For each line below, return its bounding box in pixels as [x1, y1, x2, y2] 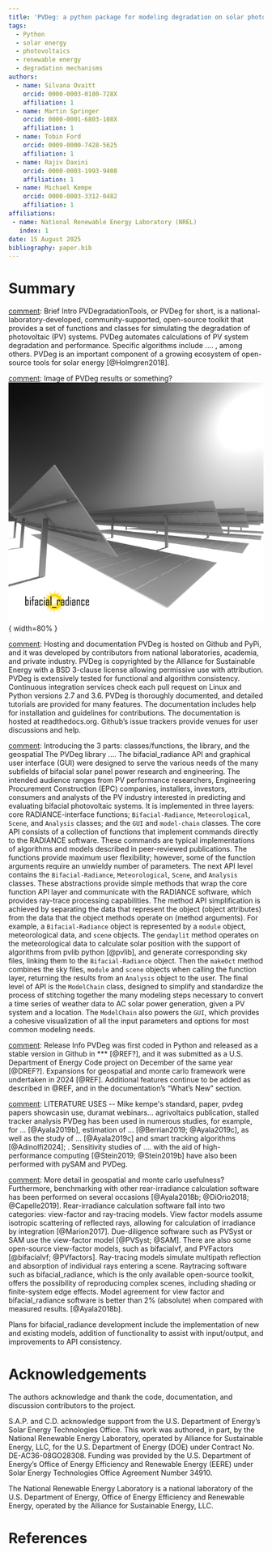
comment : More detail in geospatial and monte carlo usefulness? [8, 1175, 225, 1184]
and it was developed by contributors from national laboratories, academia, [8, 648, 259, 657]
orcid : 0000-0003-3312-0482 [23, 193, 117, 201]
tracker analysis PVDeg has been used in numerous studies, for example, [8, 1116, 253, 1125]
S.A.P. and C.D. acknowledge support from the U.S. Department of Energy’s [8, 1416, 261, 1426]
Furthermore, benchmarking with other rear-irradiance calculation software [8, 1183, 259, 1193]
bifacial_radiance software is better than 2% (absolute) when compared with [8, 1295, 264, 1305]
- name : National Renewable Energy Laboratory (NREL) [11, 218, 198, 226]
